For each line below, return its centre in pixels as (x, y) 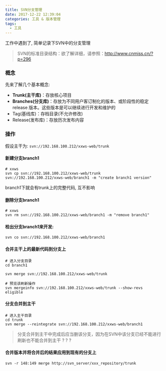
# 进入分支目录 (19, 261)
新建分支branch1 (22, 158)
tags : (11, 24)
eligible (14, 292)
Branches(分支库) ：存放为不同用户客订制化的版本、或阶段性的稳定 (81, 101)
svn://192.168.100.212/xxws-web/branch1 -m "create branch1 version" (79, 178)
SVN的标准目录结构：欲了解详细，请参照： (61, 54)
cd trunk (14, 320)
